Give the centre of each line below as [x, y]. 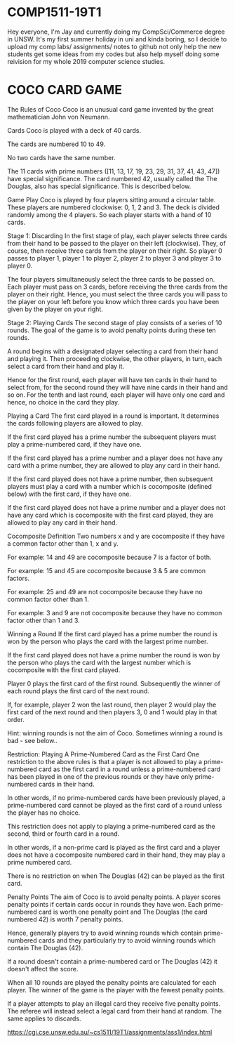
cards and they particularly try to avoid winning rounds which [127, 940]
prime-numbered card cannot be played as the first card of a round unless [115, 805]
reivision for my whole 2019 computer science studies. [86, 61]
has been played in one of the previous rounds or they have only [100, 776]
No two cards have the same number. [61, 157]
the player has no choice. [44, 813]
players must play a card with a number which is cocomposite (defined [110, 486]
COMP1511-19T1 [54, 12]
